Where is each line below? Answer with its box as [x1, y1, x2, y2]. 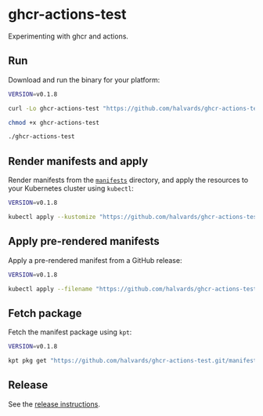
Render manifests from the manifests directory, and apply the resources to [8, 175, 249, 185]
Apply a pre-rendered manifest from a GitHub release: [8, 255, 182, 265]
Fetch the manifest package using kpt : [8, 327, 132, 337]
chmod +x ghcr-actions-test [8, 119, 100, 126]
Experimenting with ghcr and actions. [8, 31, 129, 41]
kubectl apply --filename [8, 285, 92, 293]
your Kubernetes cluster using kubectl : [8, 184, 135, 193]
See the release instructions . [8, 399, 100, 409]
